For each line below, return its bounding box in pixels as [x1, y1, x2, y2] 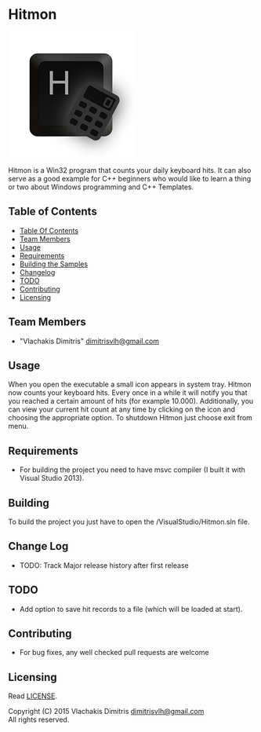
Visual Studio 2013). [19, 474, 85, 483]
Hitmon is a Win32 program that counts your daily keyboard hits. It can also [8, 165, 252, 174]
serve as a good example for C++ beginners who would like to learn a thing [8, 174, 252, 183]
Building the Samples [19, 259, 89, 269]
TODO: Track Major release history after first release [19, 560, 190, 570]
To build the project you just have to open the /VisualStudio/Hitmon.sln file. [8, 517, 250, 526]
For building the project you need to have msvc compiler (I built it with [19, 465, 245, 474]
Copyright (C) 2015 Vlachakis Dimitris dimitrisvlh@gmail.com [8, 707, 205, 716]
